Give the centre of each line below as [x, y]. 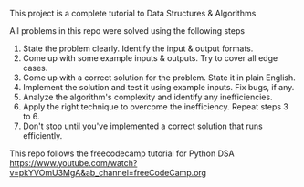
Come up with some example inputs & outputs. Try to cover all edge [150, 58]
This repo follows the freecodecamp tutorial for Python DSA [122, 153]
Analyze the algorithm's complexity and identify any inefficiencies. [147, 97]
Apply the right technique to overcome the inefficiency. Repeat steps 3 [156, 107]
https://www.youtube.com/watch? [73, 163]
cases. [35, 68]
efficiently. [42, 135]
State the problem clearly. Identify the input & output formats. [138, 48]
